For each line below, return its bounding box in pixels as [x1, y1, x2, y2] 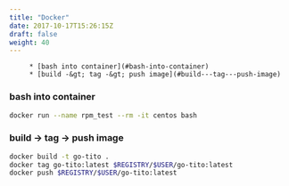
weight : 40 [9, 37, 50, 47]
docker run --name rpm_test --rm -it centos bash [9, 110, 198, 120]
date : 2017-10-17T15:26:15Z [9, 21, 114, 30]
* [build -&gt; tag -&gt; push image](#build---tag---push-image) [29, 70, 281, 79]
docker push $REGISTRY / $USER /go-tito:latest [9, 168, 178, 178]
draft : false [9, 29, 58, 38]
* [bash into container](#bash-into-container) [29, 62, 210, 71]
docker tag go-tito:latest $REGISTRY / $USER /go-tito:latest [9, 160, 234, 169]
